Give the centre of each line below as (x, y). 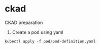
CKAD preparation (24, 22)
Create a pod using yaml (38, 32)
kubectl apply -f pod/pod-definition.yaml (50, 41)
